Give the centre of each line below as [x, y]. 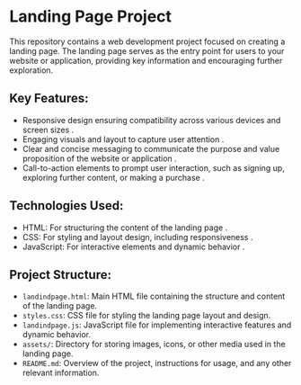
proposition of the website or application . [99, 158]
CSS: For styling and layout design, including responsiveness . [137, 237]
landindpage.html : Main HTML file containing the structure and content [154, 296]
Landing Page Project [91, 17]
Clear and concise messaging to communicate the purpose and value [151, 148]
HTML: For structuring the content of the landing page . [125, 228]
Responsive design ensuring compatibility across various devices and [151, 120]
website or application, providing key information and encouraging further [146, 60]
